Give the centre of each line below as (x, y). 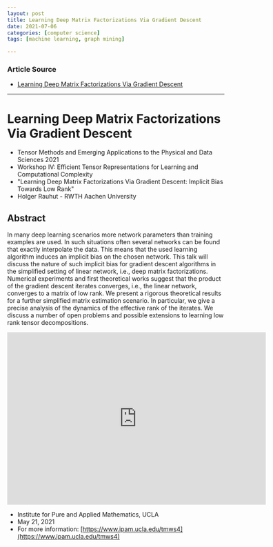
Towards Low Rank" (45, 189)
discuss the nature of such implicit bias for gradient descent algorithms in (112, 264)
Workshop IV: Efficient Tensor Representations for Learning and (108, 167)
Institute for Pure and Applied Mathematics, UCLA (88, 515)
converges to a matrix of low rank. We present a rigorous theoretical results (114, 293)
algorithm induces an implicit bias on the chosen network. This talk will (108, 257)
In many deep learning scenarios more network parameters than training (110, 235)
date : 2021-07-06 (32, 26)
